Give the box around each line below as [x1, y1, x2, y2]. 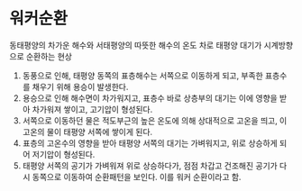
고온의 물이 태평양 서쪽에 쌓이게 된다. [22, 126, 153, 137]
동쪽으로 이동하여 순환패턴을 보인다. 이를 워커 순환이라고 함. [32, 171, 242, 182]
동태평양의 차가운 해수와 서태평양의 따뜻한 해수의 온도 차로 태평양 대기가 [9, 40, 262, 50]
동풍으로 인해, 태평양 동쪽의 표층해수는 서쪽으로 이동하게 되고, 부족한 [22, 69, 263, 81]
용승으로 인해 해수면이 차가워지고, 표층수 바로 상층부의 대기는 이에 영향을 [22, 92, 278, 104]
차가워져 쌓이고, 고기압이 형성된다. [32, 104, 153, 114]
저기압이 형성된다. [32, 149, 96, 159]
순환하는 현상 [25, 50, 72, 61]
